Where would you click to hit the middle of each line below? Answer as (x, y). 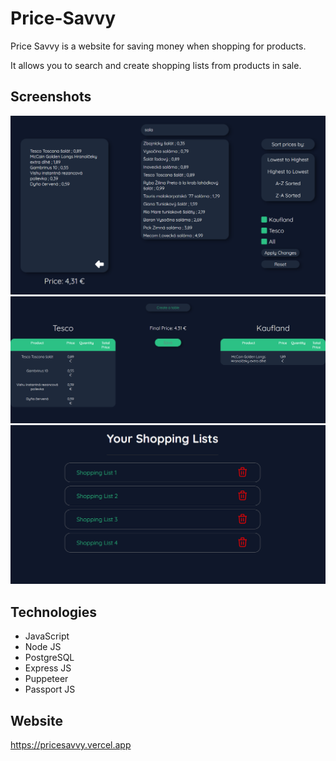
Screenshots (51, 97)
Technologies (54, 612)
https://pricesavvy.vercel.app (71, 745)
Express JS (48, 668)
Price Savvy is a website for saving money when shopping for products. (158, 46)
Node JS (43, 647)
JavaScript (47, 636)
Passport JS (50, 689)
